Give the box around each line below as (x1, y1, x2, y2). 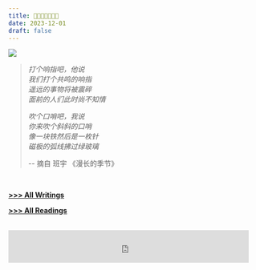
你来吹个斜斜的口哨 (27, 122, 92, 131)
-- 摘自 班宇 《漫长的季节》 (27, 159, 119, 168)
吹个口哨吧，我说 (27, 111, 85, 121)
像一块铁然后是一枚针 (27, 131, 99, 141)
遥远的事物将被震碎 (27, 85, 92, 95)
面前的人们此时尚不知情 (27, 95, 106, 104)
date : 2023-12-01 (8, 19, 67, 27)
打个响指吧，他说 (27, 65, 85, 75)
